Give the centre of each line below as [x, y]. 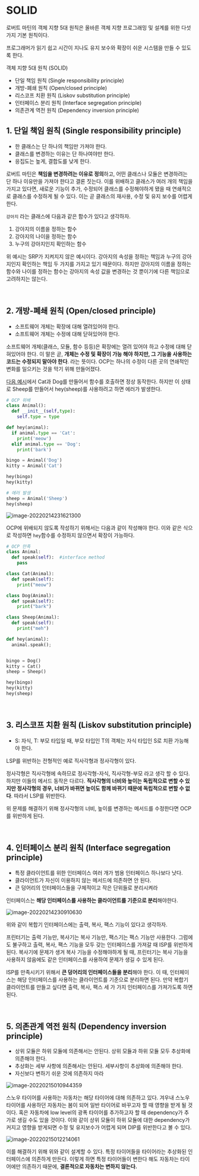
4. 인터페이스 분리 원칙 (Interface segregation [89, 848]
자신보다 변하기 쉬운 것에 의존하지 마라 [59, 1074]
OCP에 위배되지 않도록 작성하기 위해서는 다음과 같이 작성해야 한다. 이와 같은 [94, 528]
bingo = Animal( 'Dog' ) [34, 460]
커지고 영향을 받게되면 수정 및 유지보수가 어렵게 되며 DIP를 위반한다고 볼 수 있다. [99, 1127]
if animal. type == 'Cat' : [44, 433]
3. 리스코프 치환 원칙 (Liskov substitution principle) [99, 725]
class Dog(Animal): [30, 595]
